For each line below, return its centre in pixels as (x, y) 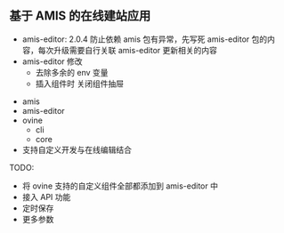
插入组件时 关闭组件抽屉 (80, 84)
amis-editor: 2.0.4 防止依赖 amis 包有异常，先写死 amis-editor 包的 (145, 39)
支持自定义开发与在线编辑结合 (77, 149)
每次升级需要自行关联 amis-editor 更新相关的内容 (128, 50)
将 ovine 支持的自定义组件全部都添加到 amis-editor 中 (120, 186)
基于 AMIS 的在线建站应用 (80, 16)
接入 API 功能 (46, 197)
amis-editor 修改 (52, 61)
